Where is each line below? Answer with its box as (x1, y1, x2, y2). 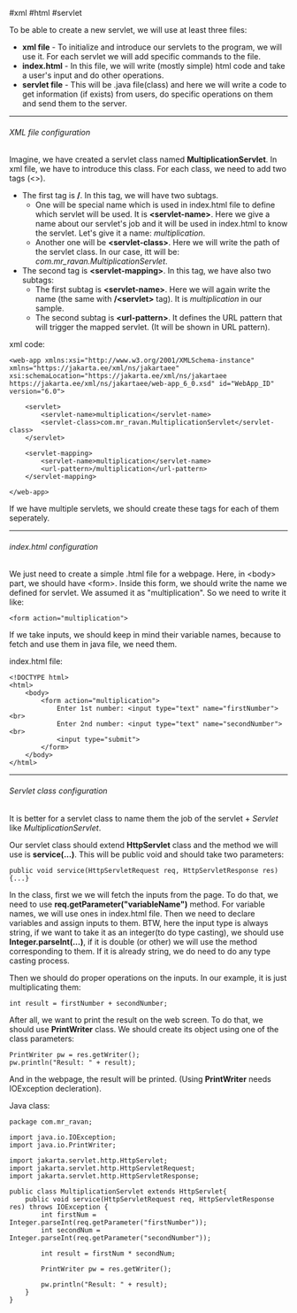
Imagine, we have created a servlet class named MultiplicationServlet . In (9, 154, 278, 165)
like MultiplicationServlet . (9, 823, 102, 833)
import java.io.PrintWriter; (9, 1140, 117, 1149)
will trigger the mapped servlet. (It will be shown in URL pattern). (34, 322, 270, 333)
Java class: (9, 1100, 50, 1110)
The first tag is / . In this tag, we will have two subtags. (21, 190, 219, 201)
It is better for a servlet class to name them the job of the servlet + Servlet (9, 813, 278, 823)
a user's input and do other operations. (21, 70, 164, 81)
